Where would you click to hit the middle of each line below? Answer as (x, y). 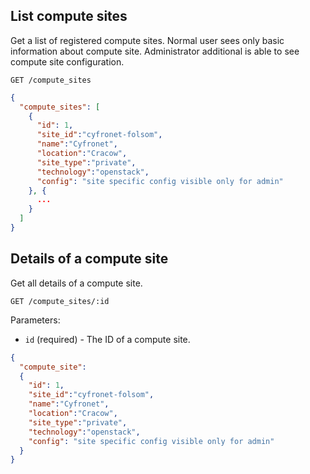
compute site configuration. (67, 61)
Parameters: (35, 320)
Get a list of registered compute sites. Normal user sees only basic (147, 40)
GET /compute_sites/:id (60, 301)
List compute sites (69, 16)
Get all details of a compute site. (76, 283)
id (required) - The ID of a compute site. (107, 339)
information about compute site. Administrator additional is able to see (155, 51)
